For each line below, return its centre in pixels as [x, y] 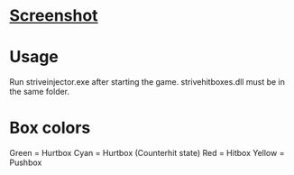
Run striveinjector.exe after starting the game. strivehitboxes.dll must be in [147, 82]
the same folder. [40, 92]
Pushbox [26, 162]
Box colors [50, 128]
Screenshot [54, 16]
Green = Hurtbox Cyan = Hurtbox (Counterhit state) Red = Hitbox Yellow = [147, 153]
